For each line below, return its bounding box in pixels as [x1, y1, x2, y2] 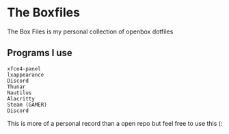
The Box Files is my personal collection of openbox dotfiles [7, 27, 174, 36]
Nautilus [7, 89, 32, 96]
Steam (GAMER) [7, 101, 48, 108]
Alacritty [7, 95, 36, 102]
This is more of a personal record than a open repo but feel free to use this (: [7, 119, 223, 127]
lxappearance [7, 71, 44, 78]
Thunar [7, 83, 26, 90]
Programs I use [7, 47, 73, 59]
